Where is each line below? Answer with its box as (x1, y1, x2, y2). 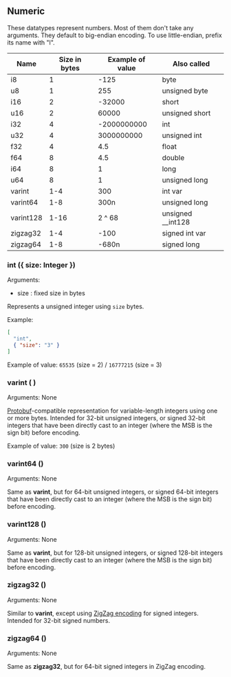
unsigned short (162, 108, 211, 117)
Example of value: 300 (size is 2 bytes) (7, 441, 115, 450)
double (162, 152, 185, 162)
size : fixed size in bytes (16, 289, 86, 297)
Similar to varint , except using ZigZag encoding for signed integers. (7, 609, 199, 617)
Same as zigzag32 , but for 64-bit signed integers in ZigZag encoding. (7, 663, 206, 671)
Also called (172, 58, 210, 68)
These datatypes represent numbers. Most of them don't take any (7, 23, 194, 32)
